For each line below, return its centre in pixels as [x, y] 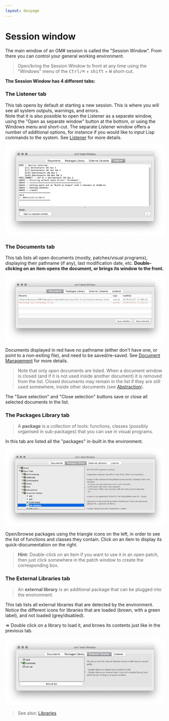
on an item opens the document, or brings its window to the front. [93, 268]
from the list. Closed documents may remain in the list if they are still [89, 382]
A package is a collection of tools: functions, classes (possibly [83, 426]
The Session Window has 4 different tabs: [50, 81]
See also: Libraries [37, 713]
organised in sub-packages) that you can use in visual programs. [85, 432]
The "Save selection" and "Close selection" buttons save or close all [76, 397]
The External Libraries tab [38, 578]
